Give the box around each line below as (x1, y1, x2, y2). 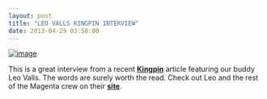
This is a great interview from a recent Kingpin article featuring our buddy (8, 64, 255, 74)
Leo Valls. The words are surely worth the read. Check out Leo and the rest (8, 73, 259, 83)
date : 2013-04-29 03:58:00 (8, 27, 100, 35)
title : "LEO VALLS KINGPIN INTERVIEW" (8, 19, 139, 27)
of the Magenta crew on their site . (8, 81, 123, 91)
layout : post (8, 11, 53, 20)
